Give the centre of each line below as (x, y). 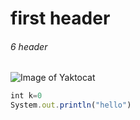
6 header (29, 46)
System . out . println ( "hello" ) (71, 105)
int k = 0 (26, 96)
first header (60, 18)
